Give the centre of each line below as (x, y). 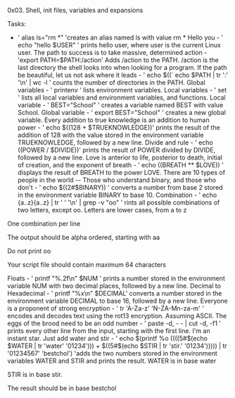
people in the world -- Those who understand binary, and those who (117, 180)
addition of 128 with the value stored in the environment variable (110, 135)
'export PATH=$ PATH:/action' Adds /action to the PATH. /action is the (118, 60)
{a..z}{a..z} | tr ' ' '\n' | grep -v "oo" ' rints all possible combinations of (119, 203)
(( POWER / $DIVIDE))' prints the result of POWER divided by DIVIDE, (116, 150)
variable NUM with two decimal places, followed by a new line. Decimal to (114, 286)
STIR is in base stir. (35, 374)
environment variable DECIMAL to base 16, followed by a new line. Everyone (118, 301)
